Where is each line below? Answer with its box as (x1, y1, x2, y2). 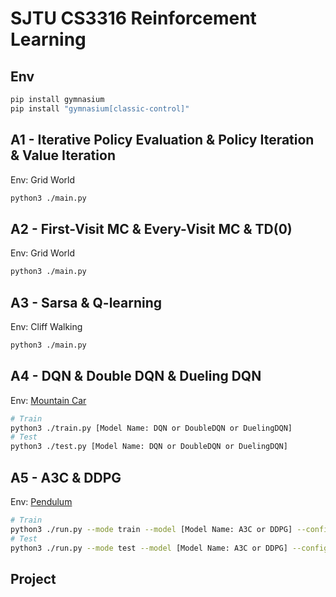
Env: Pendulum (10, 495, 73, 507)
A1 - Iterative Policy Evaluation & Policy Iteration (10, 132, 315, 149)
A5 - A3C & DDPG (10, 469, 122, 486)
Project (10, 570, 57, 587)
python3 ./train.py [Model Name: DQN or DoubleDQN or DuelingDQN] (10, 423, 293, 433)
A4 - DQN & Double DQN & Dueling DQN (10, 368, 262, 385)
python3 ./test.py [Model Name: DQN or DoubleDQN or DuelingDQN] (10, 442, 288, 452)
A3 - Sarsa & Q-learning (10, 294, 163, 311)
